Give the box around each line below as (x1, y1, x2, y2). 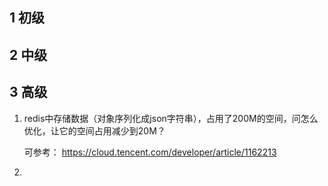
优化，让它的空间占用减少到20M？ (23, 124, 166, 137)
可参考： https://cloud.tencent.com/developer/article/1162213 (23, 146, 277, 158)
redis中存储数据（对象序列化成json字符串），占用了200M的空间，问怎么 (23, 112, 319, 124)
